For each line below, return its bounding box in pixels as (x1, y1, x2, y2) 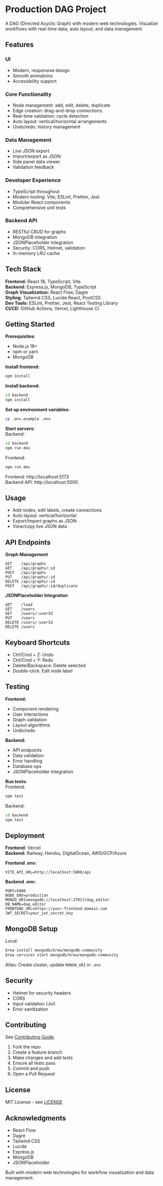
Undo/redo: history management (12, 123, 81, 130)
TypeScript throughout (12, 188, 60, 194)
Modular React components (12, 199, 71, 205)
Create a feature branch (12, 1049, 63, 1056)
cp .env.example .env (5, 416, 51, 422)
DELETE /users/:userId (5, 620, 53, 625)
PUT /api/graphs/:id (5, 575, 56, 580)
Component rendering (12, 706, 59, 712)
